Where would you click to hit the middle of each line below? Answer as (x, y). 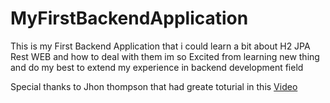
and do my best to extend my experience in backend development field (157, 67)
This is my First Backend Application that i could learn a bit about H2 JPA (160, 46)
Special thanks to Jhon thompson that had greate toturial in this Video (154, 86)
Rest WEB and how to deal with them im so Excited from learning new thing (165, 56)
